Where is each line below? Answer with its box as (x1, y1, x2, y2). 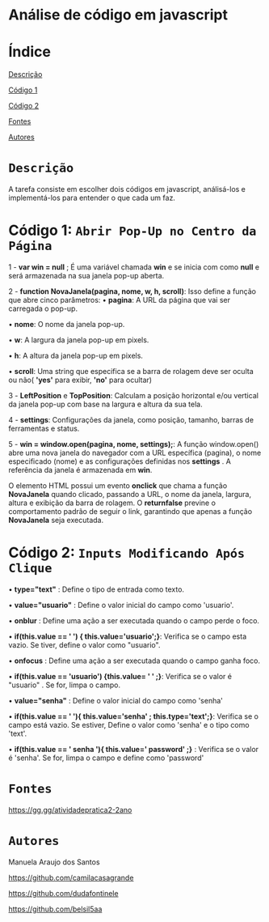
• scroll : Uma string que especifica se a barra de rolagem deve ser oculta (8, 367, 254, 376)
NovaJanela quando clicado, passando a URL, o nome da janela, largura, (8, 490, 252, 499)
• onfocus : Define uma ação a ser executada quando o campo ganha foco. (8, 656, 261, 665)
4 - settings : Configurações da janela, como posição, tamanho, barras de (8, 415, 254, 424)
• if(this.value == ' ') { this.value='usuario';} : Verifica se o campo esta (8, 631, 247, 641)
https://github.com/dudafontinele (8, 888, 119, 898)
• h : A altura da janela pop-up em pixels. (8, 351, 144, 360)
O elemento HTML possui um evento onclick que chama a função (8, 481, 228, 491)
